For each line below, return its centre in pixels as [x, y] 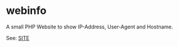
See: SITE [18, 38]
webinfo [26, 11]
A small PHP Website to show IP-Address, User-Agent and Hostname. [89, 27]
